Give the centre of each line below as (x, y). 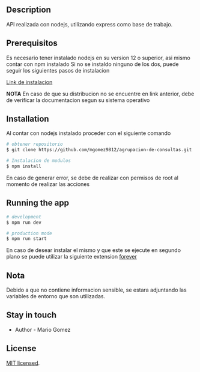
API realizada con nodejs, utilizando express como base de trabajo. (89, 24)
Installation (28, 119)
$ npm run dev (24, 222)
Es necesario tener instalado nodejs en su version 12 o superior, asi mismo (98, 58)
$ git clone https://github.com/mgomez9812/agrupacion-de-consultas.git (99, 150)
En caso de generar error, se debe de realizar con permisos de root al (92, 178)
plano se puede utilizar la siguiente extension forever (71, 257)
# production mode (29, 233)
